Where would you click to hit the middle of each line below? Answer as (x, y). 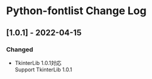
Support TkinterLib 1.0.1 (43, 70)
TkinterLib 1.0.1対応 (38, 62)
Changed (20, 50)
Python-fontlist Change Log (76, 11)
